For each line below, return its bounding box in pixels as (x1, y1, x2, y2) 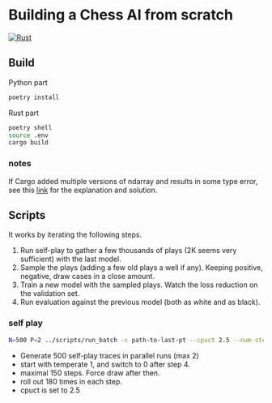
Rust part (8, 108, 39, 118)
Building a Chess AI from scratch (8, 6, 233, 24)
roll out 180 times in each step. (19, 376, 123, 386)
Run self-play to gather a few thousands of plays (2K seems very (19, 246, 237, 255)
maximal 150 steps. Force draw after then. (19, 367, 160, 378)
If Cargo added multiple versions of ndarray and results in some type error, (8, 176, 258, 186)
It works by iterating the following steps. (8, 229, 142, 240)
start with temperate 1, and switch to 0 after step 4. (19, 359, 190, 369)
